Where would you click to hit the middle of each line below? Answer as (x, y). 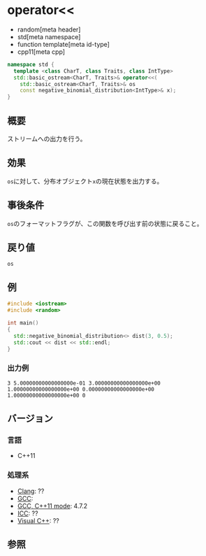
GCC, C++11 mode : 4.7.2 (52, 506)
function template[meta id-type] (64, 44)
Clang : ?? (31, 491)
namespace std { (31, 64)
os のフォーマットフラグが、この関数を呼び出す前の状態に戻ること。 (105, 223)
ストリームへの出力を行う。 (47, 139)
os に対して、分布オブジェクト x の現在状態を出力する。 (85, 181)
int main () (23, 323)
